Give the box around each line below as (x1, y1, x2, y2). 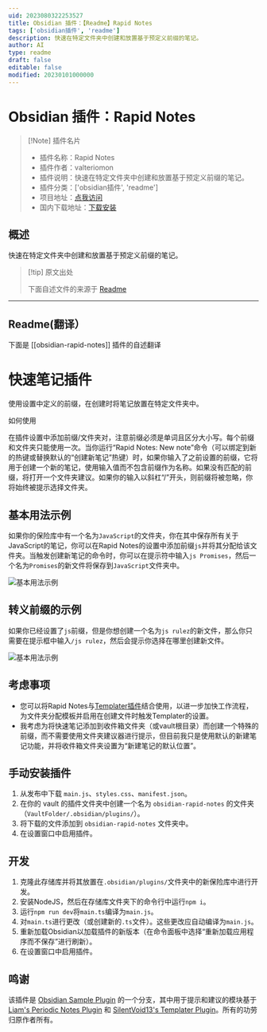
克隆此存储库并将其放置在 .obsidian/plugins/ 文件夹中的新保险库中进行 (19, 877, 252, 887)
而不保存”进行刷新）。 (26, 937, 97, 947)
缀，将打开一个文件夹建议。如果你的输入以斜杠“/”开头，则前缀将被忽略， (8, 473, 246, 482)
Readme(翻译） (8, 317, 86, 331)
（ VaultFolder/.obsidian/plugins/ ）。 (19, 809, 145, 818)
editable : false (8, 64, 62, 72)
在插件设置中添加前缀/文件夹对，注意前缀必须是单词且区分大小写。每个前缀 (8, 433, 255, 442)
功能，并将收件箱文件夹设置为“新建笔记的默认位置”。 (26, 740, 201, 750)
